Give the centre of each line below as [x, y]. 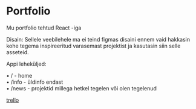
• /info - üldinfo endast [35, 82]
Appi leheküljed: [26, 64]
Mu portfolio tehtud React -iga [44, 28]
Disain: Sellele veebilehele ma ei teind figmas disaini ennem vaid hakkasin [98, 39]
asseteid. [18, 52]
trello [13, 100]
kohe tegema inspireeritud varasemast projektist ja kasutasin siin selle [93, 46]
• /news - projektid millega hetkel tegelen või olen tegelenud [82, 88]
